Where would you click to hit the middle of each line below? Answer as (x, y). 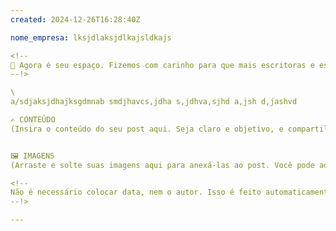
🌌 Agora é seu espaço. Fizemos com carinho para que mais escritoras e (162, 65)
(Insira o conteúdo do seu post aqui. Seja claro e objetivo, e (147, 129)
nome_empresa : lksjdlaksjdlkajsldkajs (91, 37)
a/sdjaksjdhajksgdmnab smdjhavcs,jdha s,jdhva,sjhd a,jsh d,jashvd (154, 102)
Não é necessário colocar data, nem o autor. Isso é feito (136, 192)
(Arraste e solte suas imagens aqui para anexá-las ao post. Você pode (162, 165)
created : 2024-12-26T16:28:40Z (75, 19)
